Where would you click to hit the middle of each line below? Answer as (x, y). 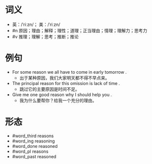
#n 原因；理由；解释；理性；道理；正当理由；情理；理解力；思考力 (80, 30)
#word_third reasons (33, 136)
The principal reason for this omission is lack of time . (66, 83)
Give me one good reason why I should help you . (62, 94)
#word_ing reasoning (33, 141)
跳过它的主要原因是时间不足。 (49, 89)
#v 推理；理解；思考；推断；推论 (45, 37)
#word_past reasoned (34, 156)
